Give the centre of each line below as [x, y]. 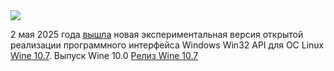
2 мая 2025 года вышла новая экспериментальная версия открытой [157, 34]
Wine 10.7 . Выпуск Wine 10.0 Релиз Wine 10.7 [104, 55]
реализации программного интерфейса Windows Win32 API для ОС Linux [167, 45]
